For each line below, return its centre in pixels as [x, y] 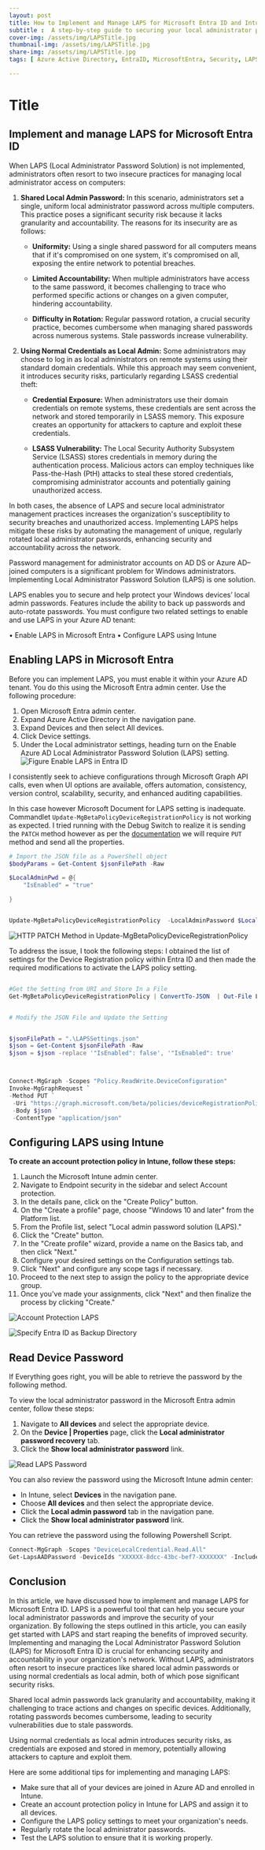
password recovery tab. [60, 1441]
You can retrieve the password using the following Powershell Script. [120, 1535]
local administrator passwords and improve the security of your [112, 1617]
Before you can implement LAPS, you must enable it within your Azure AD [128, 679]
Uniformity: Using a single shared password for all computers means [144, 246]
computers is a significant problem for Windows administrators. [134, 571]
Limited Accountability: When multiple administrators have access [141, 278]
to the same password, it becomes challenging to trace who [129, 287]
